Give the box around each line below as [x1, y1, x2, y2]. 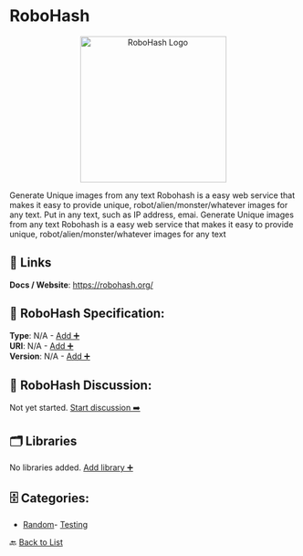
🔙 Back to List [9, 537, 64, 548]
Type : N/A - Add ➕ [9, 330, 80, 341]
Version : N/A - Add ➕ [9, 351, 91, 362]
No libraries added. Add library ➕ [9, 462, 134, 473]
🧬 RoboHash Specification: [9, 306, 165, 321]
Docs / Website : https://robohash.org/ [9, 279, 153, 290]
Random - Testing [22, 519, 89, 530]
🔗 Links [9, 255, 52, 270]
